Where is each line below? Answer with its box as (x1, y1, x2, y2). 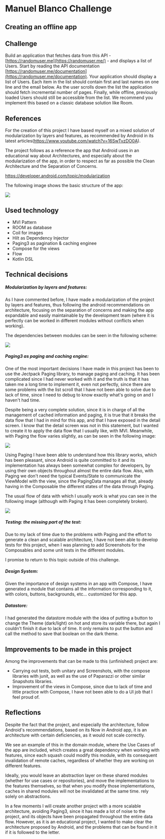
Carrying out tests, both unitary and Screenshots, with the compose (12, 668, 150, 674)
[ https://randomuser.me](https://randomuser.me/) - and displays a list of (5, 58, 152, 64)
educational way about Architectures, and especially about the (5, 153, 132, 159)
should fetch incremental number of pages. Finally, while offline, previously (5, 90, 158, 96)
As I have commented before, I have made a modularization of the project (5, 296, 155, 302)
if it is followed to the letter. (5, 829, 61, 835)
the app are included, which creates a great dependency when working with (5, 747, 160, 753)
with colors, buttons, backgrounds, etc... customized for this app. (5, 591, 137, 597)
